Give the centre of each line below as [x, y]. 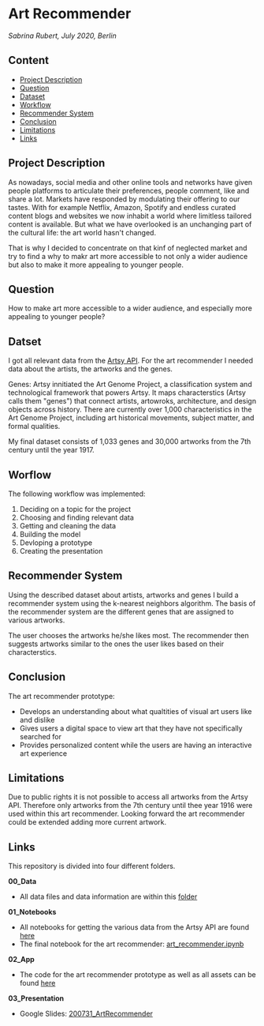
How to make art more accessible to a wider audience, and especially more [130, 308]
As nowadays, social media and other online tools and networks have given [130, 182]
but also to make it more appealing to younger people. [96, 265]
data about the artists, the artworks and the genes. [91, 369]
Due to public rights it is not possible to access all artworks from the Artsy [128, 797]
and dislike [37, 720]
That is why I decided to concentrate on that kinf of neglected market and [128, 248]
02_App [22, 960]
